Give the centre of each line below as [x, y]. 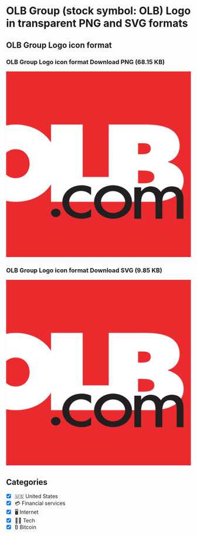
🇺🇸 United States [36, 496]
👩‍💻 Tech [25, 521]
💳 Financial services [40, 503]
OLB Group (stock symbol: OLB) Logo [98, 11]
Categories [27, 482]
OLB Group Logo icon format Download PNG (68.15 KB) [86, 62]
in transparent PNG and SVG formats [97, 23]
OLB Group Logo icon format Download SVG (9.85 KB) [84, 270]
